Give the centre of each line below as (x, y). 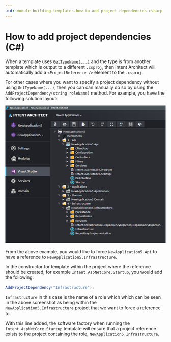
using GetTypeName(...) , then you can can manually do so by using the (79, 87)
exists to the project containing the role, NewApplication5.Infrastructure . (82, 334)
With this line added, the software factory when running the (68, 323)
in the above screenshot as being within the (51, 303)
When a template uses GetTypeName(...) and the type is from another (78, 61)
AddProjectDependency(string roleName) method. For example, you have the (85, 93)
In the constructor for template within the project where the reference (78, 267)
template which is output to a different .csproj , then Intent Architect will (80, 67)
